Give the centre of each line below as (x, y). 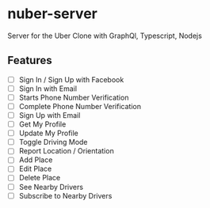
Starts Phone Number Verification (74, 97)
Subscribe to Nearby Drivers (65, 195)
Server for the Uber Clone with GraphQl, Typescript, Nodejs (105, 36)
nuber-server (53, 14)
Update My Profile (48, 133)
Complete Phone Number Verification (80, 106)
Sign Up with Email (50, 115)
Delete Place (40, 178)
